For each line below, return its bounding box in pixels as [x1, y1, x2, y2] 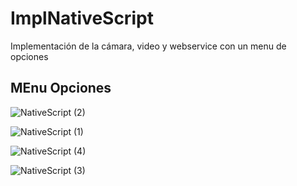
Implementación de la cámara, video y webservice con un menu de [10, 40, 287, 52]
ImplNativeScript [10, 7, 154, 30]
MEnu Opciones [10, 80, 112, 97]
